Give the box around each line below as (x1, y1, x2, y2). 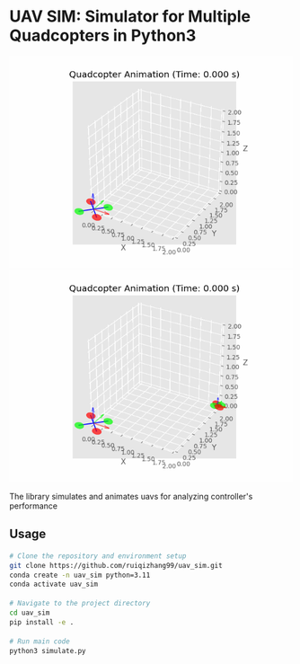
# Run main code (9, 636, 70, 646)
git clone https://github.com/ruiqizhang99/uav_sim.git (9, 561, 223, 570)
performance (9, 500, 58, 511)
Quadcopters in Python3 (9, 25, 197, 46)
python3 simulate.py (9, 646, 87, 655)
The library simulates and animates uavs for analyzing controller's (9, 491, 253, 501)
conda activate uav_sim (9, 580, 99, 589)
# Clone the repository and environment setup (9, 551, 187, 561)
